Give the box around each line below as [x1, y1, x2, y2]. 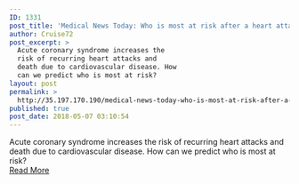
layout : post [9, 79, 58, 88]
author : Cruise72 [9, 29, 74, 38]
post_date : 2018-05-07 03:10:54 [9, 112, 129, 121]
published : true [9, 104, 69, 113]
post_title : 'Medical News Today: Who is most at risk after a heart [9, 21, 273, 30]
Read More [9, 165, 50, 176]
